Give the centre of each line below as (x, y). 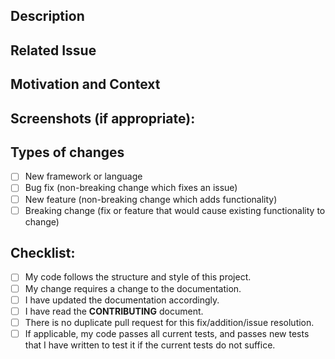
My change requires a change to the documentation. (133, 288)
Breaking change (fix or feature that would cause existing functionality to (175, 210)
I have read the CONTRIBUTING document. (114, 311)
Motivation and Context (85, 84)
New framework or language (83, 176)
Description (47, 16)
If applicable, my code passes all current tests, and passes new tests (167, 333)
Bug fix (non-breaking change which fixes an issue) (131, 188)
